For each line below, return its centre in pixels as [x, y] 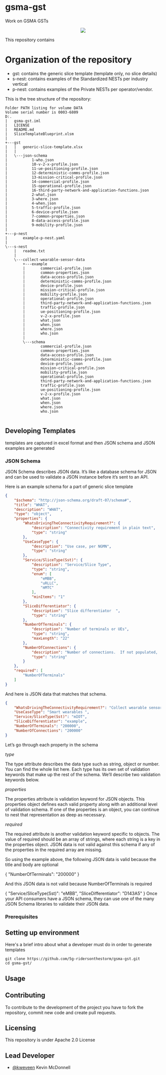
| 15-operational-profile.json [48, 186]
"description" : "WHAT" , [39, 509]
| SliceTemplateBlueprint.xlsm [40, 134]
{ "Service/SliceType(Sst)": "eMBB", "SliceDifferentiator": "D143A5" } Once [81, 893]
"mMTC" [47, 588]
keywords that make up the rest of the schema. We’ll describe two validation [83, 774]
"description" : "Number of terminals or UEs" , [80, 629]
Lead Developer [30, 1055]
